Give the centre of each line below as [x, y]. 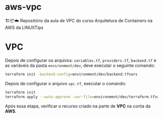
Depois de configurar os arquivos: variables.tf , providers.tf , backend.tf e [81, 60]
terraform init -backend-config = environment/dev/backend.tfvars [71, 74]
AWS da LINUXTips [24, 27]
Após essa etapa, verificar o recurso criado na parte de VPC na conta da [78, 106]
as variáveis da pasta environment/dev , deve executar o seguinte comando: [80, 65]
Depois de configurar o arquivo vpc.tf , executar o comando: [65, 83]
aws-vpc [23, 7]
